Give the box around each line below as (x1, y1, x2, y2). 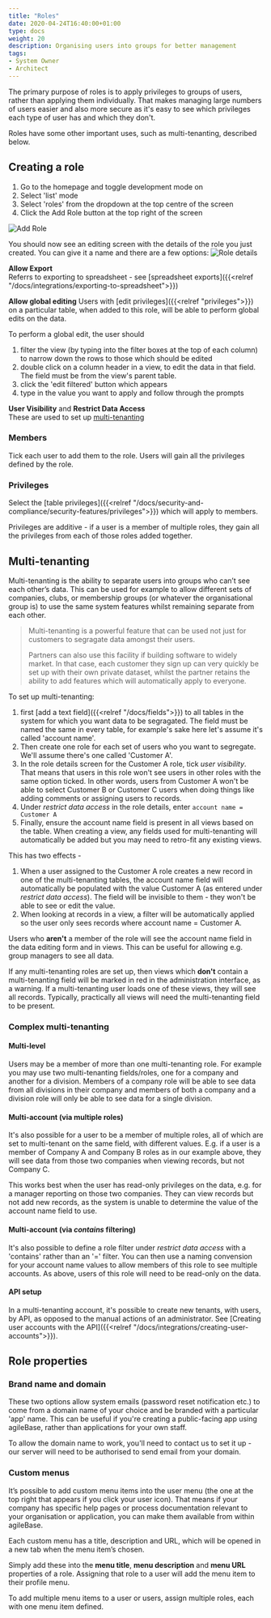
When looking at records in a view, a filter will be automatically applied (19, 909, 255, 919)
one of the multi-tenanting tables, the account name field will (19, 875, 224, 884)
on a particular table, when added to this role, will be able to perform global (8, 304, 260, 314)
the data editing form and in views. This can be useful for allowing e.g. (8, 942, 243, 952)
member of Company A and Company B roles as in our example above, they (8, 1148, 261, 1157)
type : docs (8, 27, 45, 35)
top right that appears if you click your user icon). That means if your (8, 1494, 239, 1504)
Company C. (8, 1165, 50, 1174)
